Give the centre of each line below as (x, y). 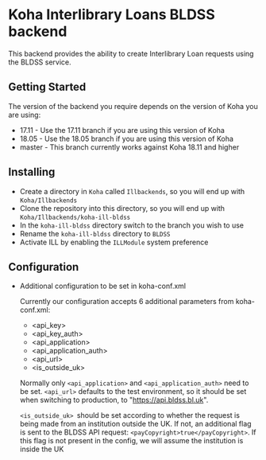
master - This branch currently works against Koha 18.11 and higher (129, 147)
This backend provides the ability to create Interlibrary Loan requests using (131, 53)
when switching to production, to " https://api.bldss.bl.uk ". (114, 400)
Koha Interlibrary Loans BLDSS (112, 15)
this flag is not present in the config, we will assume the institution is (131, 441)
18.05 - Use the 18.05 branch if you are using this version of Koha (127, 138)
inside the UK (42, 449)
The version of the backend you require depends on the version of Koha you (133, 106)
